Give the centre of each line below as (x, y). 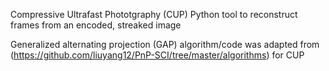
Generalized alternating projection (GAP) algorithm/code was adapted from (165, 44)
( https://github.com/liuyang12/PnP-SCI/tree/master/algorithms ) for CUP (157, 55)
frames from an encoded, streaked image (96, 25)
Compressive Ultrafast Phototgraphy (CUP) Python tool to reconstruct (154, 14)
